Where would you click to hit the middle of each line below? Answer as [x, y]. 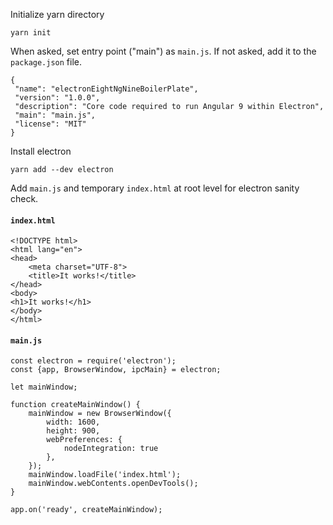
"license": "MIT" [50, 124]
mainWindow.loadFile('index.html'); [105, 475]
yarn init [31, 33]
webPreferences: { [84, 440]
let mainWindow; [44, 387]
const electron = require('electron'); [93, 361]
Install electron [41, 151]
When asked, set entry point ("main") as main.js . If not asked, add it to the [163, 51]
